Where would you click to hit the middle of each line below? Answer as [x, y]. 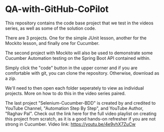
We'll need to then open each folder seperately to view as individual [75, 88]
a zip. [11, 78]
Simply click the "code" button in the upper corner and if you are [71, 68]
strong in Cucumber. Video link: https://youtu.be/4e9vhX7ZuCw [70, 124]
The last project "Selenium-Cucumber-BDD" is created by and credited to [81, 103]
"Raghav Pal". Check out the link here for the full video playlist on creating [81, 114]
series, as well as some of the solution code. [51, 28]
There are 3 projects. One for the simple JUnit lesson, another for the [76, 38]
